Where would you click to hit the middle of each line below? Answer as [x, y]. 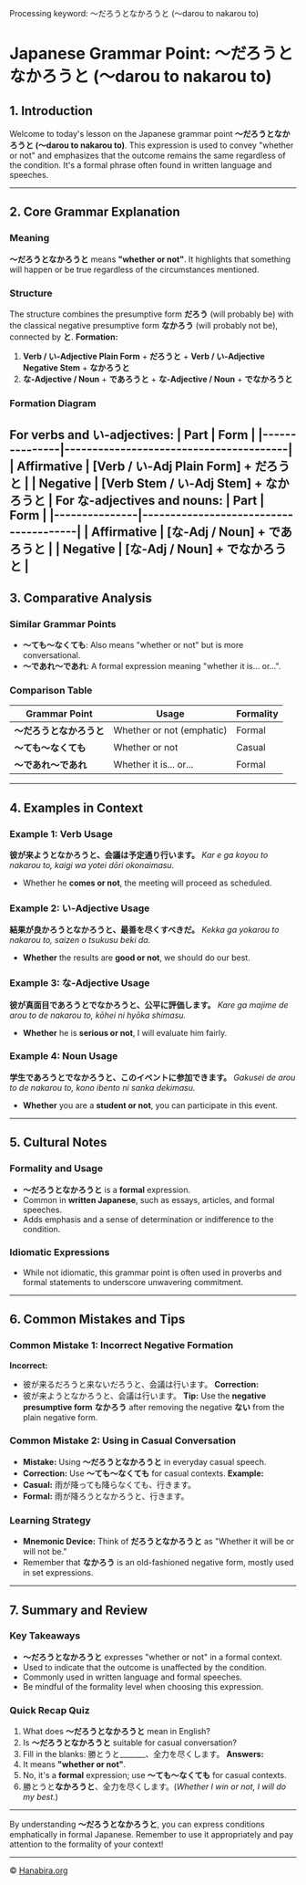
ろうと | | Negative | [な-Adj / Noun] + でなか [136, 549]
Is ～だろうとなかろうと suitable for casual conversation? [129, 1743]
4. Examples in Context [76, 807]
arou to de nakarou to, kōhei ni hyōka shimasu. [98, 1015]
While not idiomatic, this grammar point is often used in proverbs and [152, 1272]
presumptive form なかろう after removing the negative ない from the [153, 1407]
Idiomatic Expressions [60, 1252]
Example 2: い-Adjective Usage [80, 908]
